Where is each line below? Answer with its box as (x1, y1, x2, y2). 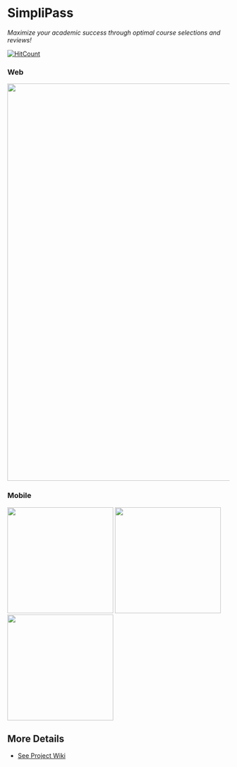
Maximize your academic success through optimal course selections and (7, 28, 221, 37)
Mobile (7, 491, 32, 501)
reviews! (7, 35, 32, 44)
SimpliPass (7, 5, 74, 21)
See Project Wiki (17, 751, 66, 760)
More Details (7, 732, 65, 744)
